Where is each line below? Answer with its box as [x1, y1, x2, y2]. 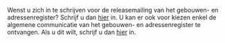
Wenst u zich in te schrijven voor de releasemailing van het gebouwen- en [7, 6, 219, 14]
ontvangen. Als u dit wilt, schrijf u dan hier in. [7, 28, 136, 36]
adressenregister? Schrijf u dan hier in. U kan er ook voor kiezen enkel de [7, 13, 217, 21]
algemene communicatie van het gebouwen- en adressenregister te [7, 21, 201, 28]
